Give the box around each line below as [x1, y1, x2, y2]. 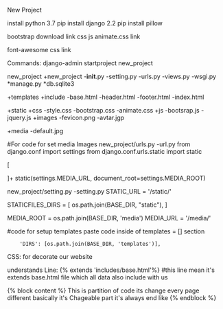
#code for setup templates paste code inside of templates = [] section [7, 227, 205, 236]
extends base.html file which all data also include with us [7, 273, 168, 281]
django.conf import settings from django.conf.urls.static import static [7, 148, 202, 155]
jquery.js [7, 113, 32, 122]
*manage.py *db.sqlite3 [7, 80, 75, 88]
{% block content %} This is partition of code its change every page [7, 286, 200, 295]
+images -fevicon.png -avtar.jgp [32, 113, 125, 122]
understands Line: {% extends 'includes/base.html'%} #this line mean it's [7, 266, 215, 274]
